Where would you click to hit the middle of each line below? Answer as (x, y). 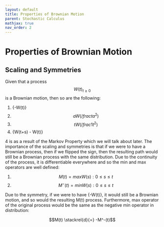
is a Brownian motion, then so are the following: (53, 98)
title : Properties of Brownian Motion (45, 14)
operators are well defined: (32, 167)
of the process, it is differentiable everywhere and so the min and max (76, 162)
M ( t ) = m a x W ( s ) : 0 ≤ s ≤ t (86, 177)
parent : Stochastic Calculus (35, 19)
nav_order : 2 (18, 28)
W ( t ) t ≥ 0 (82, 90)
